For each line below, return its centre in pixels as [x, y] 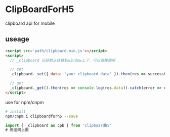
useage [17, 39]
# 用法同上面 [17, 130]
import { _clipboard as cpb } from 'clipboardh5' [59, 125]
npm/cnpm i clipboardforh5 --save [42, 116]
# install [16, 111]
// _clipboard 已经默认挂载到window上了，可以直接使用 [62, 60]
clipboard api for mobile [30, 23]
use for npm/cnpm [25, 102]
